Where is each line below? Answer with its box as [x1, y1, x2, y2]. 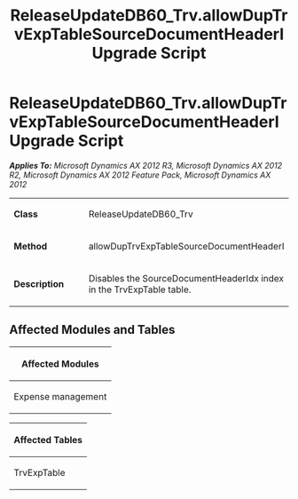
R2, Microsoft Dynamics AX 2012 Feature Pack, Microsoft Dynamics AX [9, 170, 271, 180]
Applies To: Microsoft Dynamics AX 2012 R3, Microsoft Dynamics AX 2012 [9, 160, 283, 170]
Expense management [13, 390, 107, 402]
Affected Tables [13, 433, 82, 446]
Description [13, 277, 65, 289]
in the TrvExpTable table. [88, 283, 192, 296]
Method [13, 240, 48, 252]
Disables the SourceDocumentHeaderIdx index [88, 272, 285, 284]
